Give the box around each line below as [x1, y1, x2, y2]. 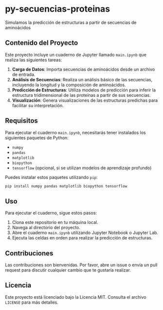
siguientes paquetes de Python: [5, 135, 69, 141]
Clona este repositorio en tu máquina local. [12, 219, 98, 225]
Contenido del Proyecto [5, 39, 78, 47]
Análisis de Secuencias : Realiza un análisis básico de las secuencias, [12, 76, 152, 82]
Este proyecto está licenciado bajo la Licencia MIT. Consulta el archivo [5, 294, 146, 300]
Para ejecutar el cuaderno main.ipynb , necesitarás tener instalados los [5, 129, 146, 135]
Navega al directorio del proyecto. [12, 225, 80, 231]
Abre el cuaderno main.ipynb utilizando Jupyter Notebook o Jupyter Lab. [12, 230, 159, 236]
